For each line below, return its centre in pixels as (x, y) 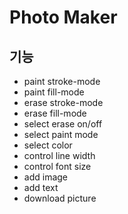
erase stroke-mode (63, 102)
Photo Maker (63, 17)
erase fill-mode (55, 113)
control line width (59, 155)
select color (48, 145)
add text (41, 187)
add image (46, 177)
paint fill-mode (54, 92)
